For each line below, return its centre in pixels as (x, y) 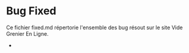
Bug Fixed (31, 11)
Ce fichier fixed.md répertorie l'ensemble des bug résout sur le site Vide (94, 27)
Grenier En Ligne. (27, 33)
